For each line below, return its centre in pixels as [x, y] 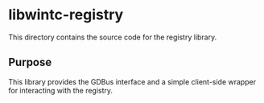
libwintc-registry [66, 15]
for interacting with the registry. [61, 90]
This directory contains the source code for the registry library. [113, 37]
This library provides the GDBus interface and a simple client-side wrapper [132, 81]
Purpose [30, 62]
